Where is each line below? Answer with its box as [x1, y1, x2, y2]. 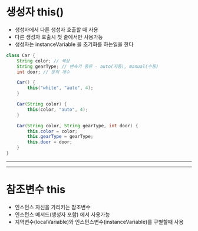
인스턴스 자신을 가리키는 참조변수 [14, 203, 91, 210]
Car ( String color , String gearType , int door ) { [16, 123, 138, 128]
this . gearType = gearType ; [27, 134, 94, 140]
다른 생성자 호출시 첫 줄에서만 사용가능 [14, 33, 103, 40]
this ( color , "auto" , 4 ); [27, 107, 88, 113]
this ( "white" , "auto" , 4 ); [27, 85, 94, 91]
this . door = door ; [27, 139, 72, 145]
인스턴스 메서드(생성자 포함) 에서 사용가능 [14, 210, 110, 218]
